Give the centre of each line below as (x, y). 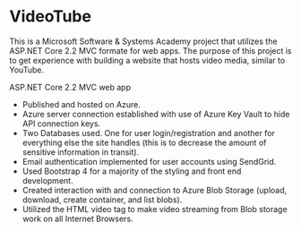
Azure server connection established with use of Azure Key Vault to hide (156, 114)
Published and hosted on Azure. (82, 104)
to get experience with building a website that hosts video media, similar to (147, 60)
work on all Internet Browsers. (77, 218)
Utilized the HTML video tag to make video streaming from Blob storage (155, 209)
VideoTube (51, 17)
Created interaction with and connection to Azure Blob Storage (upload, (155, 190)
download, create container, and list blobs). (102, 200)
